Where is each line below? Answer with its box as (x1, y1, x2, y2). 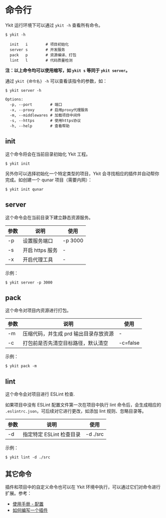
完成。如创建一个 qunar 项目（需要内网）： (5, 177, 93, 183)
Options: (5, 96, 24, 102)
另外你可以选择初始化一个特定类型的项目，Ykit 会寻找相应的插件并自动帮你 (5, 170, 159, 176)
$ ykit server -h (5, 88, 42, 93)
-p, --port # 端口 (10, 102, 63, 107)
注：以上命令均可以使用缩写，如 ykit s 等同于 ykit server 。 (5, 67, 130, 73)
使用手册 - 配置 (12, 501, 44, 507)
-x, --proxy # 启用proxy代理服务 (10, 107, 89, 112)
